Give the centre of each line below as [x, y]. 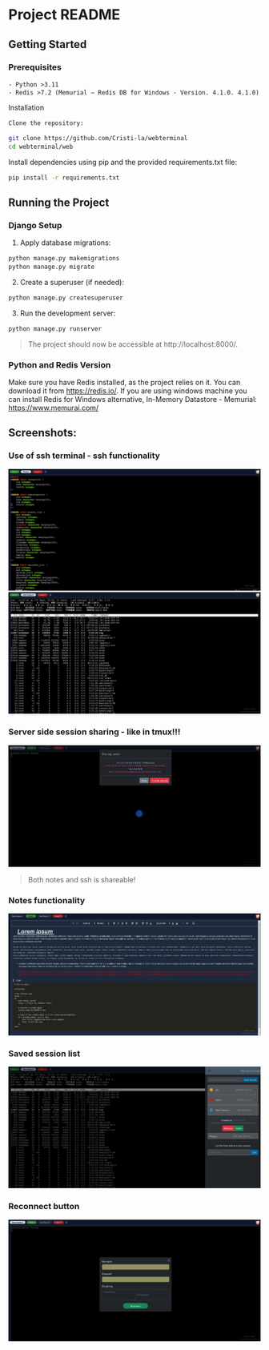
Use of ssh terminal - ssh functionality [84, 456]
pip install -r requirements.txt [64, 178]
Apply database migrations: [65, 243]
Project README [64, 15]
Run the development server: [68, 313]
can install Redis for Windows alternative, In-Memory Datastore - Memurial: [133, 399]
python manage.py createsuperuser [66, 298]
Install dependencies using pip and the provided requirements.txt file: [123, 162]
